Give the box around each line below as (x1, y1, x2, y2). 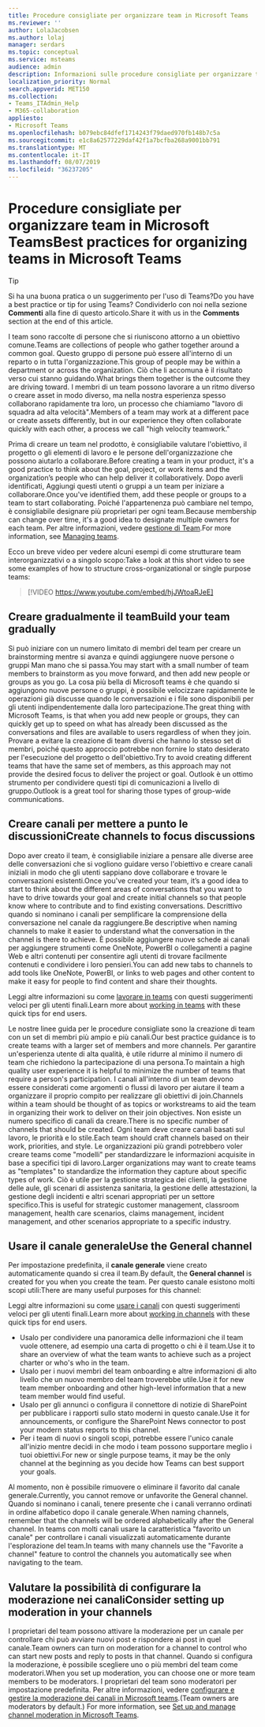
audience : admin (8, 63, 62, 71)
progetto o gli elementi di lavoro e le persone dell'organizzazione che (8, 448, 233, 457)
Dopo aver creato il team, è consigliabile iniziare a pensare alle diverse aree (8, 850, 254, 860)
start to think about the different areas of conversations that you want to (8, 884, 242, 893)
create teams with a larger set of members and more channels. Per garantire (8, 1040, 256, 1050)
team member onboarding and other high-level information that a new (19, 1383, 247, 1393)
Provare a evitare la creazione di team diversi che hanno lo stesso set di (8, 736, 242, 745)
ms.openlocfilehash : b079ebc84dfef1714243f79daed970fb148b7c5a (8, 129, 221, 137)
